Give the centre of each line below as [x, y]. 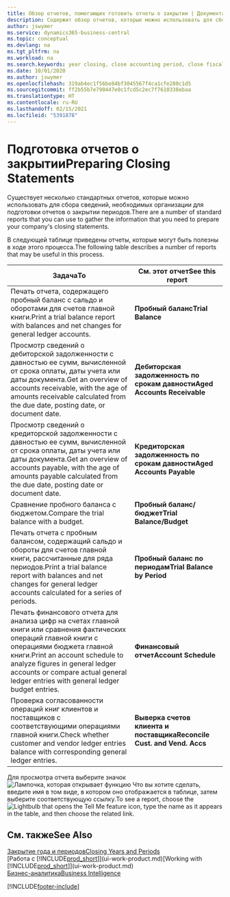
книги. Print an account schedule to [67, 655]
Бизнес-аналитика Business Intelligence [64, 873]
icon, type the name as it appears [175, 806]
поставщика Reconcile [172, 735]
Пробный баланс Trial [171, 308]
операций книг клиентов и [54, 709]
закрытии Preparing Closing [89, 163]
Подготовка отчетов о [73, 149]
